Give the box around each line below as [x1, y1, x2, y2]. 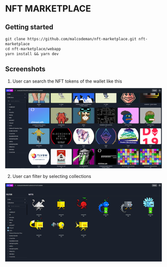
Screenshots [5, 65, 46, 74]
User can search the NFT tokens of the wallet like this [12, 78, 122, 84]
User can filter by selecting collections [12, 173, 91, 179]
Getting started [5, 23, 54, 31]
